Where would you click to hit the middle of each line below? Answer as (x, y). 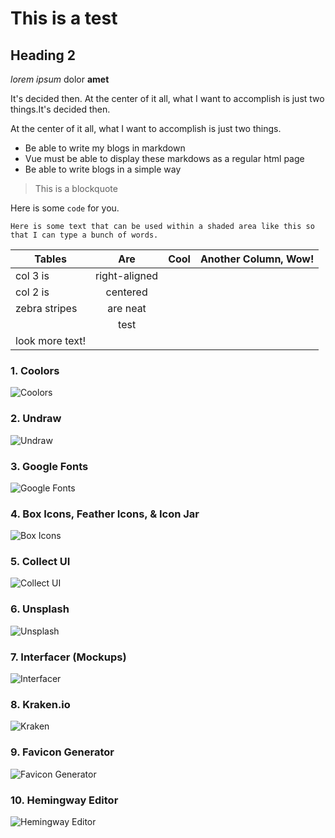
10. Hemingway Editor (64, 800)
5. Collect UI (40, 562)
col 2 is (32, 292)
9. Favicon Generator (62, 752)
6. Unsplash (40, 609)
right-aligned (127, 275)
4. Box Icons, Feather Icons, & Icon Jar (105, 514)
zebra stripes (46, 308)
